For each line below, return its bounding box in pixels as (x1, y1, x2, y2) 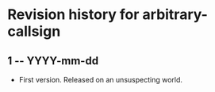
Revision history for (7, 6, 140, 24)
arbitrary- (142, 6, 208, 24)
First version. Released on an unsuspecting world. (18, 75, 183, 84)
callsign (7, 22, 61, 40)
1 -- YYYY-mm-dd (7, 54, 99, 67)
